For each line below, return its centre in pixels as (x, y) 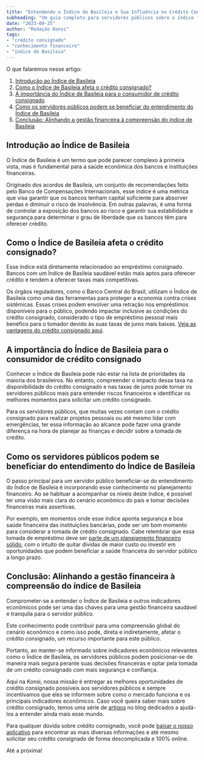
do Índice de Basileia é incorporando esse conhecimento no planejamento (99, 487)
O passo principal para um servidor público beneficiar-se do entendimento (100, 481)
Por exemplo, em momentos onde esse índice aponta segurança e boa (95, 518)
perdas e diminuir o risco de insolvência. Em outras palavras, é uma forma (99, 204)
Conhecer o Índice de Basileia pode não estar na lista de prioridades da (96, 374)
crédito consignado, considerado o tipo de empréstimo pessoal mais (92, 318)
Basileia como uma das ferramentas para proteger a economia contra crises (101, 298)
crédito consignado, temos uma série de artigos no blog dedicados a (93, 707)
